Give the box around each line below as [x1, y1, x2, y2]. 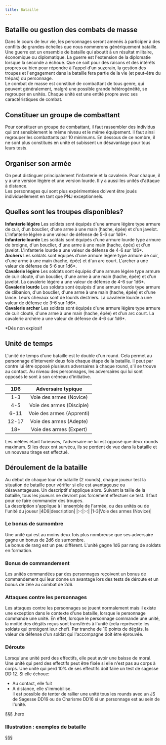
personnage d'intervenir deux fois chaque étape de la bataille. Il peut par [5, 358, 153, 364]
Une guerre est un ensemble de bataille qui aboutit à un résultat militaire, [5, 49, 153, 55]
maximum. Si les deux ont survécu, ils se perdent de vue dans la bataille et [5, 444, 157, 450]
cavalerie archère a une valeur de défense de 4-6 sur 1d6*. [5, 315, 126, 322]
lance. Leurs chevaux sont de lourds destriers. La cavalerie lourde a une [5, 294, 152, 300]
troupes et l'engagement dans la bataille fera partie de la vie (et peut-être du [5, 70, 161, 76]
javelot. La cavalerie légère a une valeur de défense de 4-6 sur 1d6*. [5, 279, 146, 284]
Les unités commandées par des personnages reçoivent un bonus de [5, 571, 147, 577]
